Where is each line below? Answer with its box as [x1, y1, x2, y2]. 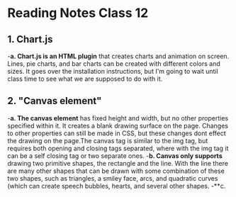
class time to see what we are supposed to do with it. [7, 74, 163, 83]
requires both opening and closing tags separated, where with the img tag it [7, 144, 229, 152]
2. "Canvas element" [7, 95, 102, 107]
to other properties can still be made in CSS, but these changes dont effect [7, 129, 227, 137]
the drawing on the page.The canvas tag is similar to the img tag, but [7, 136, 208, 145]
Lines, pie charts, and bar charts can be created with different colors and [7, 60, 221, 68]
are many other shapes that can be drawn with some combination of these [7, 167, 225, 175]
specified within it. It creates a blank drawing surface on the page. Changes [7, 121, 229, 130]
